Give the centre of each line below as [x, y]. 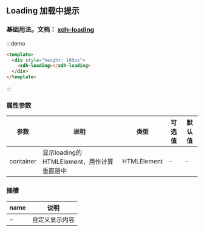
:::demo [16, 43]
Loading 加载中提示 [43, 11]
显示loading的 [62, 152]
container [23, 162]
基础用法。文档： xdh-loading [50, 30]
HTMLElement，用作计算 [78, 162]
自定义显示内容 [53, 219]
